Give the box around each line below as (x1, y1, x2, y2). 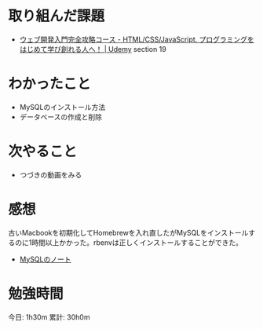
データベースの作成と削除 (19, 111, 103, 122)
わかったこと (8, 75, 92, 93)
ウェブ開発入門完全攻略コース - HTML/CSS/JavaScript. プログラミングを (19, 35, 255, 44)
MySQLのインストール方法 (19, 102, 106, 111)
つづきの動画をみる (19, 170, 82, 179)
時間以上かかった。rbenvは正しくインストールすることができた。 (31, 237, 243, 247)
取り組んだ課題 (8, 7, 105, 25)
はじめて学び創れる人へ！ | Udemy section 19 (19, 44, 166, 53)
